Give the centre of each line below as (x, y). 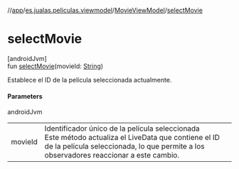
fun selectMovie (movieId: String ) (55, 66)
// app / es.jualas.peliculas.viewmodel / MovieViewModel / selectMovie (105, 10)
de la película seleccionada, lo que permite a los (124, 146)
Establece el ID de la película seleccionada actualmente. (90, 80)
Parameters (25, 96)
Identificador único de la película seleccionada (122, 129)
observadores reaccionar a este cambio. (112, 156)
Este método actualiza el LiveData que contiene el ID (132, 138)
